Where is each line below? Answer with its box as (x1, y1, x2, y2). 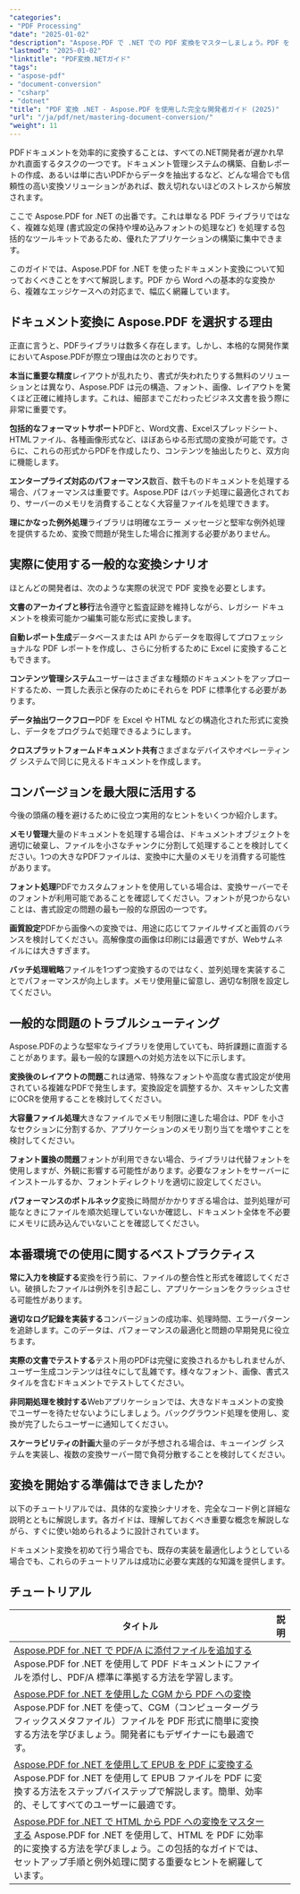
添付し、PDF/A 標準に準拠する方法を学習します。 (31, 1671, 239, 1684)
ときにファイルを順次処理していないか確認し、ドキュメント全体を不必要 (24, 1206, 291, 1218)
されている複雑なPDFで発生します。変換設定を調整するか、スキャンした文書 (9, 1083, 290, 1093)
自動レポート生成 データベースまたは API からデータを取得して (9, 631, 237, 642)
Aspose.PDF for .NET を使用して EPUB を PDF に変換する (13, 1758, 254, 1770)
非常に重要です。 (9, 404, 71, 415)
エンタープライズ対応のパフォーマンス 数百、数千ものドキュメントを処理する (9, 476, 290, 486)
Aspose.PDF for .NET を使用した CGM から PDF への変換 (13, 1687, 252, 1700)
